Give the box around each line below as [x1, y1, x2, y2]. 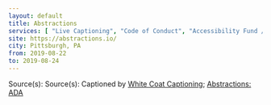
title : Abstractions [8, 19, 78, 27]
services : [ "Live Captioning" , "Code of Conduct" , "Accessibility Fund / [8, 27, 265, 35]
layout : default [8, 11, 63, 20]
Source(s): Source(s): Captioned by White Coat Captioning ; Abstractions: [8, 78, 252, 89]
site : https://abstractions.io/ [8, 34, 117, 43]
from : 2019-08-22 [8, 49, 67, 57]
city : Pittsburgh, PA [8, 42, 81, 50]
